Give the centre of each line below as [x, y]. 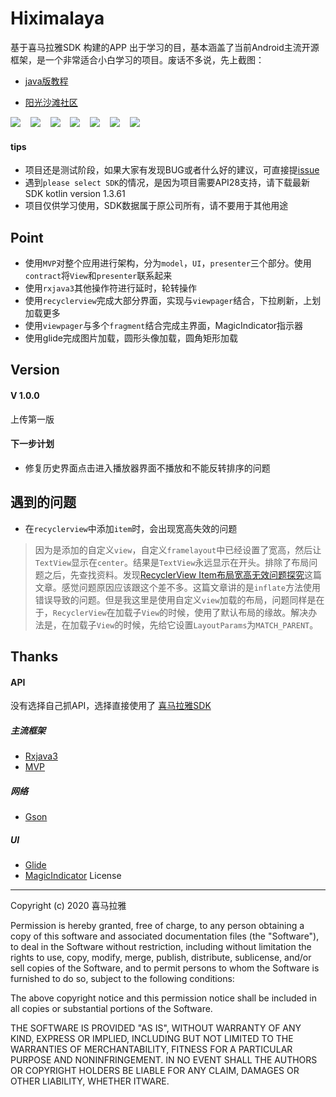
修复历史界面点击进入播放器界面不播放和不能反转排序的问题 [147, 468]
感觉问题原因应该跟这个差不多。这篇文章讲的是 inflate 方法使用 [191, 587]
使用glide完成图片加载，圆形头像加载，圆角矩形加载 [131, 338]
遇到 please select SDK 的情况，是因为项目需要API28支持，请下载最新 [167, 183]
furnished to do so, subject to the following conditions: [122, 979]
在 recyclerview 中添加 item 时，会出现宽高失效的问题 [131, 528]
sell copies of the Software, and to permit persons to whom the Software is [165, 968]
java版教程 [46, 81]
